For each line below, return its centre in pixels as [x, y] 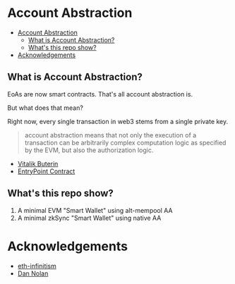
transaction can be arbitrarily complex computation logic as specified [125, 142]
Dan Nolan [33, 273]
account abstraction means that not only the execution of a [110, 135]
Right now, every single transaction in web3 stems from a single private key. [118, 121]
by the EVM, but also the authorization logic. [89, 150]
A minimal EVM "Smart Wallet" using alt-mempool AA [95, 210]
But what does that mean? [45, 108]
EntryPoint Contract [46, 171]
